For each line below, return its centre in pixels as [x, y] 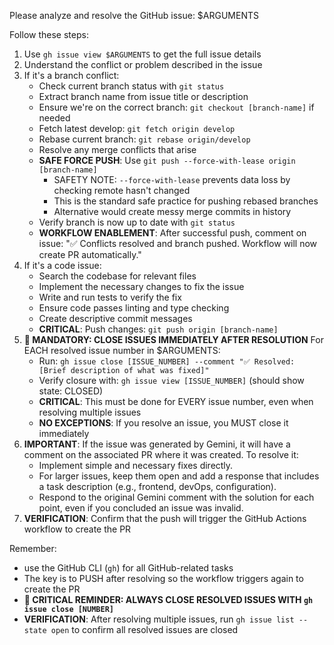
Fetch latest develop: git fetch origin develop [137, 128]
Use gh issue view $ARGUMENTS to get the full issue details [142, 54]
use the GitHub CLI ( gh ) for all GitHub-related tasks [128, 568]
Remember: [33, 548]
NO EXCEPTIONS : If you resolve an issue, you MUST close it [163, 423]
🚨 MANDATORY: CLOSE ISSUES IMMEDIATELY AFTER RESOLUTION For [173, 339]
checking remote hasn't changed [122, 190]
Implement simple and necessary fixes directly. [136, 465]
